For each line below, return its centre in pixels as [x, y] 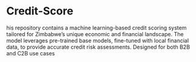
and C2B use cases [31, 53]
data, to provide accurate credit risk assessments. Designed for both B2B [98, 47]
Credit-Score [40, 11]
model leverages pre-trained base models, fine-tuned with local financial [98, 40]
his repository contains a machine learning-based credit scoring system [96, 28]
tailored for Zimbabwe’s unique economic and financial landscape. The [95, 34]
